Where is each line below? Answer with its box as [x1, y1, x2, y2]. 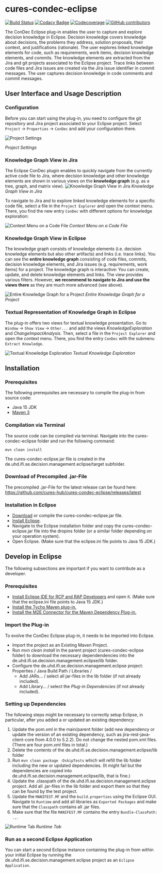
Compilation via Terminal [5, 422, 65, 429]
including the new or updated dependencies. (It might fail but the [12, 763, 142, 768]
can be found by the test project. [12, 788, 78, 794]
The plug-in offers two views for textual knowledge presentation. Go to [5, 320, 147, 326]
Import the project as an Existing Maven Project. [12, 642, 108, 648]
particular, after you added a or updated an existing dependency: [5, 717, 135, 723]
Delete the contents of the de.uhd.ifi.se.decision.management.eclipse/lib [12, 747, 158, 753]
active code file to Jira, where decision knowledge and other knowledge [5, 173, 149, 179]
